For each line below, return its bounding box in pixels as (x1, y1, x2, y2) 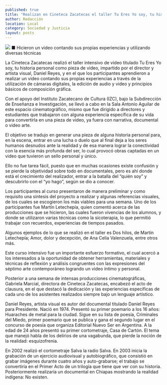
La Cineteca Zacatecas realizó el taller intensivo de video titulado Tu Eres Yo (5, 60, 162, 65)
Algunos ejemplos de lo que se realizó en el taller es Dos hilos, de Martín (5, 230, 154, 236)
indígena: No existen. (5, 374, 49, 380)
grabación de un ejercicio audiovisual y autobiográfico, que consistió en (5, 353, 153, 359)
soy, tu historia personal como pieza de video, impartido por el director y (5, 65, 154, 71)
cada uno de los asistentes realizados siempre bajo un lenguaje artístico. (5, 291, 154, 297)
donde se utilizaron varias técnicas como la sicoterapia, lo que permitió (5, 215, 151, 221)
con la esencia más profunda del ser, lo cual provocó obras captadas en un (5, 148, 159, 153)
